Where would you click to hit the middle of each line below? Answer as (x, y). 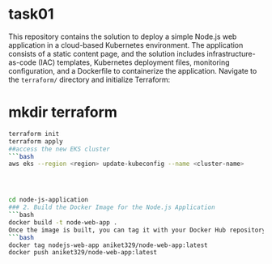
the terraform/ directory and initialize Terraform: (89, 79)
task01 (31, 14)
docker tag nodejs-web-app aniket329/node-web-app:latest (108, 245)
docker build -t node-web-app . (63, 222)
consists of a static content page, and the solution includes (107, 53)
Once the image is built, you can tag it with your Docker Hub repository (137, 230)
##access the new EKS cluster (59, 149)
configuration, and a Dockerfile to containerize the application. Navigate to (133, 70)
